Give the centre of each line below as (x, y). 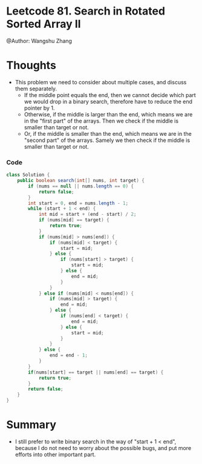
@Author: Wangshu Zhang (39, 41)
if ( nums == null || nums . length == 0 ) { (81, 186)
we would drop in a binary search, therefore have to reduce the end (108, 101)
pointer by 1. (39, 108)
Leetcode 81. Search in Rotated (86, 11)
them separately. (36, 89)
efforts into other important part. (55, 454)
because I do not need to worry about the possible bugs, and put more (103, 448)
